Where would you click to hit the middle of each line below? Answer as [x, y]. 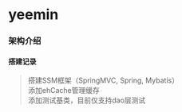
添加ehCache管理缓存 [63, 91]
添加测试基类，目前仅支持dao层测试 [87, 100]
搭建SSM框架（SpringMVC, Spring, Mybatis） [103, 80]
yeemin [34, 15]
